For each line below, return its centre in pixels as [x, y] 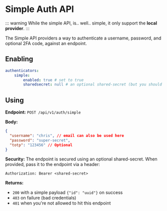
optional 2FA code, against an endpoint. [46, 43]
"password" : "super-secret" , [40, 140]
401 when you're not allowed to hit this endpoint [61, 203]
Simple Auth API [39, 9]
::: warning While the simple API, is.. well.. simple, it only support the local [81, 23]
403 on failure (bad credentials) [44, 198]
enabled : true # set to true [53, 80]
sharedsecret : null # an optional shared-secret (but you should [93, 84]
